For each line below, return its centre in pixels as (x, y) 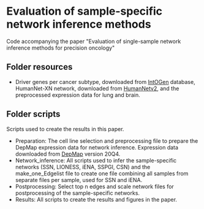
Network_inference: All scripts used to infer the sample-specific (96, 160)
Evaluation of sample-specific (85, 11)
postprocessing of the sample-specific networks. (77, 193)
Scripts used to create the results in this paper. (65, 129)
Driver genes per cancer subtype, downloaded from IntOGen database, (105, 82)
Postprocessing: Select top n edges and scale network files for (95, 186)
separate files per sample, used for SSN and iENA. (79, 180)
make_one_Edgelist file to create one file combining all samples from (102, 173)
